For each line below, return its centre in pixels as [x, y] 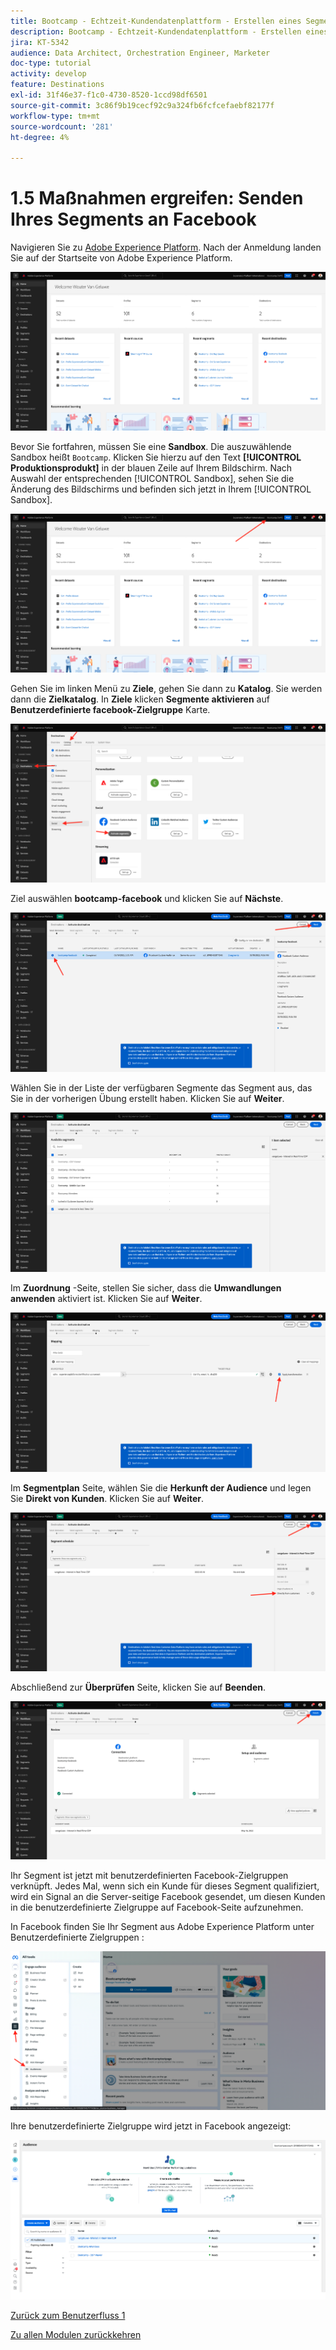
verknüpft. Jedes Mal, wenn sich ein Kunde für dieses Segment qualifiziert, [165, 1886]
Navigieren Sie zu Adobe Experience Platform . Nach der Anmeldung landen [166, 247]
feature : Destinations [57, 85]
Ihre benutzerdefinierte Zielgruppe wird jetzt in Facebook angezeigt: [151, 2126]
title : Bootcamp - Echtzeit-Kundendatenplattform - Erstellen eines [156, 21]
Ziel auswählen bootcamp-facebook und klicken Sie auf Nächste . [147, 899]
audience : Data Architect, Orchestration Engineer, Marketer [140, 53]
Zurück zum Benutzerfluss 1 [68, 2316]
